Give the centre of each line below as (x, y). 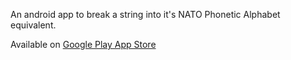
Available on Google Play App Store (83, 44)
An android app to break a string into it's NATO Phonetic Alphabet (145, 14)
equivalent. (33, 25)
